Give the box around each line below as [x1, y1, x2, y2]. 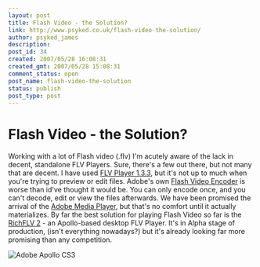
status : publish [8, 84, 61, 93]
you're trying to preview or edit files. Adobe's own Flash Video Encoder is [8, 177, 245, 186]
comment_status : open [8, 70, 79, 78]
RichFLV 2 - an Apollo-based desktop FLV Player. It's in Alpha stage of [8, 218, 235, 228]
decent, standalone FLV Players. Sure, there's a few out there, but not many [8, 160, 252, 170]
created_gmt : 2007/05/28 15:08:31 [8, 63, 121, 71]
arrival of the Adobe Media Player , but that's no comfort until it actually [8, 202, 237, 211]
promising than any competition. [8, 235, 112, 244]
